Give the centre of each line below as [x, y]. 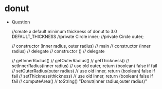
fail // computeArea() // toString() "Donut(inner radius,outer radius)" [79, 81]
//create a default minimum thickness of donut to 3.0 [64, 31]
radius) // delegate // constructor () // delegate [58, 51]
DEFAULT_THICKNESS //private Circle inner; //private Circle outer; [78, 36]
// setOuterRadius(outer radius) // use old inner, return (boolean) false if [83, 71]
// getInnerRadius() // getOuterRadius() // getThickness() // [70, 60]
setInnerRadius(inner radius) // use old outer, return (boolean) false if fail [84, 66]
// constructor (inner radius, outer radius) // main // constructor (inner [81, 46]
